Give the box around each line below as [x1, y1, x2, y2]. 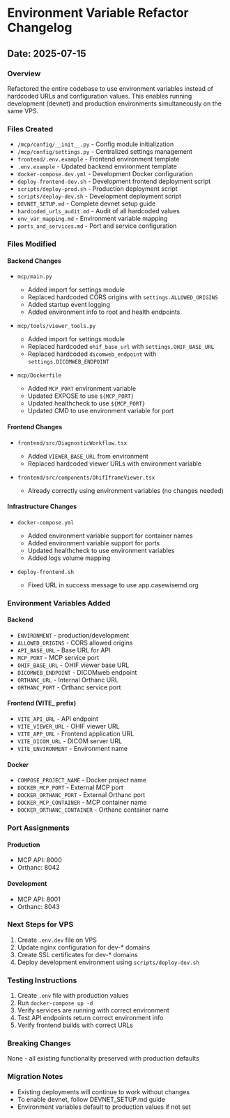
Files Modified [7, 239, 57, 249]
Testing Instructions [7, 975, 77, 985]
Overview [7, 69, 41, 78]
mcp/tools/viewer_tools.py [17, 323, 96, 330]
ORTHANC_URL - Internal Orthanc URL [17, 675, 118, 684]
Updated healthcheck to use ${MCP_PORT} [27, 399, 146, 408]
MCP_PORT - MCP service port [17, 653, 100, 661]
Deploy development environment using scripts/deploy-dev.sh [17, 958, 200, 966]
